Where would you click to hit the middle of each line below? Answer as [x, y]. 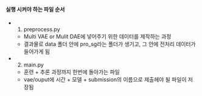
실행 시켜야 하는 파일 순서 [35, 9]
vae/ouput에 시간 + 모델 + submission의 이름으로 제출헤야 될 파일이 [105, 80]
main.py [33, 65]
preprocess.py [42, 30]
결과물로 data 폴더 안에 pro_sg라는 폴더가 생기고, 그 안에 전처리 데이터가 [110, 44]
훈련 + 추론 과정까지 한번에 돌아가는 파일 [71, 72]
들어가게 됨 [37, 52]
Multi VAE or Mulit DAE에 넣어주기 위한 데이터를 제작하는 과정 [97, 37]
